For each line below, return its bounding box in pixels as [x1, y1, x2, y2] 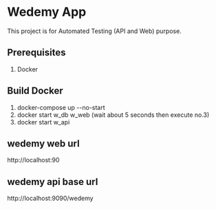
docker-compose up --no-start [17, 103, 105, 111]
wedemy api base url [7, 176, 98, 188]
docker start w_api [17, 118, 70, 126]
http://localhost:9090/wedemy [7, 194, 94, 203]
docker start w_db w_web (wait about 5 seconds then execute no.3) [17, 111, 210, 119]
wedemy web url [7, 137, 80, 149]
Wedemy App [7, 4, 87, 20]
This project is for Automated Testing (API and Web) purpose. [7, 27, 182, 35]
